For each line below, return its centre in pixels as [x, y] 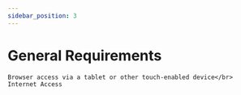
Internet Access [35, 84]
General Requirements [85, 55]
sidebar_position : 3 [43, 16]
